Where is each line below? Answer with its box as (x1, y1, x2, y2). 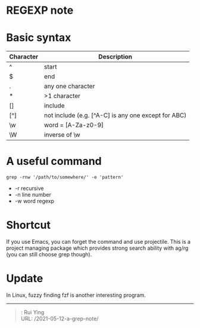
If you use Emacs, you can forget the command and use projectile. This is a (6, 238, 191, 245)
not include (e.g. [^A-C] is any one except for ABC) (43, 111, 187, 119)
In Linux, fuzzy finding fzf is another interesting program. (6, 291, 146, 299)
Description (98, 53, 133, 61)
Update (6, 272, 43, 286)
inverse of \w (43, 131, 80, 139)
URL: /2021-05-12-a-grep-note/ (20, 315, 99, 322)
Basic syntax (6, 31, 71, 45)
